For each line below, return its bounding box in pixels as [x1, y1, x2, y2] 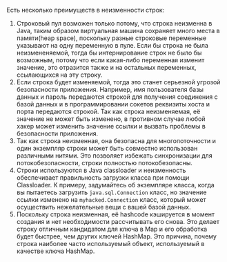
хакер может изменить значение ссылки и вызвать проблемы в [16, 122, 206, 130]
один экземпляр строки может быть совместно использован [16, 144, 198, 152]
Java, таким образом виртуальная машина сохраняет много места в [16, 27, 220, 35]
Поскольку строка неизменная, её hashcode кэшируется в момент [16, 210, 215, 218]
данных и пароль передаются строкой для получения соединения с [16, 93, 218, 101]
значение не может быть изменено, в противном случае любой [16, 115, 206, 123]
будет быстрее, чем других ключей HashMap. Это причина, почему [16, 232, 217, 241]
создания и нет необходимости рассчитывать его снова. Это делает [16, 218, 220, 225]
